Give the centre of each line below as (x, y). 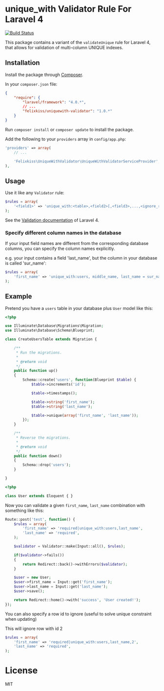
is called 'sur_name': (26, 263)
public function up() (36, 371)
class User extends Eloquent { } (39, 496)
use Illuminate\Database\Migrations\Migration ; (54, 326)
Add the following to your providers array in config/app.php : (66, 139)
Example (19, 296)
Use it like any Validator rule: (35, 193)
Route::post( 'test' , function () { (40, 519)
